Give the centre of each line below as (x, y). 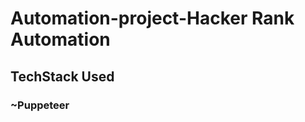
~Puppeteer (40, 105)
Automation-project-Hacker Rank (152, 18)
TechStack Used (62, 76)
